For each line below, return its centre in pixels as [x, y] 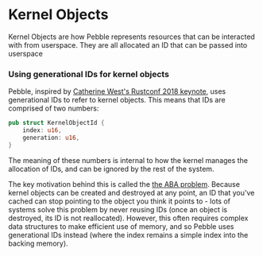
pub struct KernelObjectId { [56, 123]
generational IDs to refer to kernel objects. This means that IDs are [117, 100]
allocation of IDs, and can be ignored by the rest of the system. [111, 169]
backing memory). [39, 243]
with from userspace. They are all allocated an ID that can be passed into [128, 45]
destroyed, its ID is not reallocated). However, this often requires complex [128, 218]
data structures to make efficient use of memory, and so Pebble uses [121, 226]
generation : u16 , [51, 138]
